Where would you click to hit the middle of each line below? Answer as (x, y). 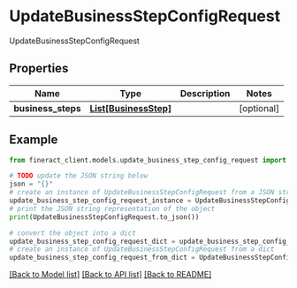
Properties (39, 68)
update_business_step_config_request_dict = (92, 241)
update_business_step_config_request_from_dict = (103, 258)
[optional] (259, 108)
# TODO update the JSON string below (79, 176)
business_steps (47, 108)
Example (34, 140)
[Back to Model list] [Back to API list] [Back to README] (110, 275)
